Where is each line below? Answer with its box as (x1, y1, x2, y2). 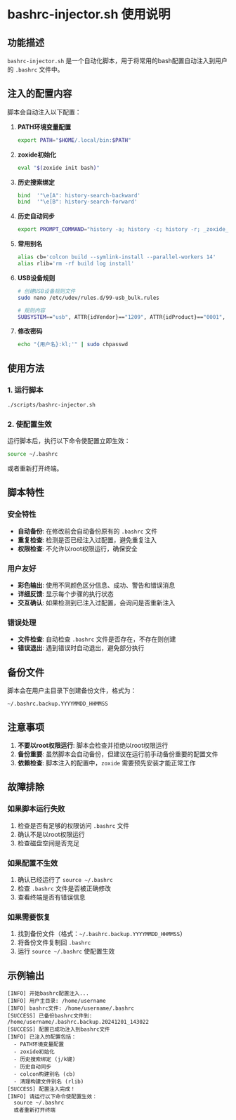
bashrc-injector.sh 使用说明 (7, 6, 171, 22)
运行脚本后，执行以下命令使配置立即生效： (7, 437, 131, 445)
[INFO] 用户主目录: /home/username (7, 998, 107, 1005)
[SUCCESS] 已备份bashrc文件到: (7, 1013, 93, 1020)
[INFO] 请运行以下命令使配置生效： (7, 1093, 98, 1100)
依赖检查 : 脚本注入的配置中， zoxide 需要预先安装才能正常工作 (17, 758, 196, 767)
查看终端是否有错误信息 (17, 892, 86, 901)
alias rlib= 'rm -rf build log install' (17, 261, 135, 268)
